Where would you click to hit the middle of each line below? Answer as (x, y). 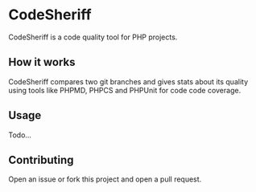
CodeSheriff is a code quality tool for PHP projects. (93, 37)
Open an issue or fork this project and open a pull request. (105, 179)
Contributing (41, 159)
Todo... (20, 135)
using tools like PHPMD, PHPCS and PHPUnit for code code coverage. (125, 90)
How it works (42, 62)
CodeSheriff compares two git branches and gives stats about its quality (128, 81)
